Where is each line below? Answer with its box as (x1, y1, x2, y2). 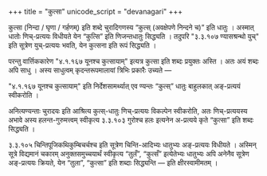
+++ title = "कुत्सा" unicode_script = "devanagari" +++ (8, 7, 183, 16)
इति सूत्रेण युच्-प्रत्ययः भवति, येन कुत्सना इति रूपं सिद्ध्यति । (8, 41, 157, 50)
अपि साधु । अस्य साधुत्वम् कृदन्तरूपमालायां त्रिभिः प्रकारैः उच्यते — (8, 65, 172, 75)
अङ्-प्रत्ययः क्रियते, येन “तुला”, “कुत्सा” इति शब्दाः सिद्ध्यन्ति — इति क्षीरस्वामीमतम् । (8, 158, 218, 167)
